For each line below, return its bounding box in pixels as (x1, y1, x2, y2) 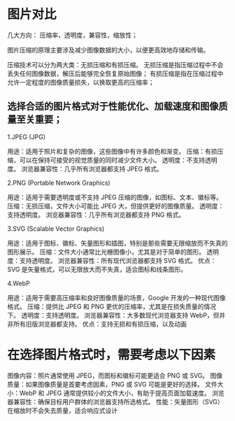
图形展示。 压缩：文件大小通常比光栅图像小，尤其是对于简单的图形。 (7, 248, 205, 256)
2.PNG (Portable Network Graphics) (7, 178, 111, 187)
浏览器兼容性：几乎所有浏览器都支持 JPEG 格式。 (20, 164, 163, 173)
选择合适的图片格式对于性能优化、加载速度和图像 (7, 101, 219, 113)
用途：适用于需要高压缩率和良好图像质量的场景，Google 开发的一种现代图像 (7, 293, 226, 301)
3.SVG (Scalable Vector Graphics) (7, 224, 105, 233)
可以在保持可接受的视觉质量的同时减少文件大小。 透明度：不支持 (19, 155, 205, 164)
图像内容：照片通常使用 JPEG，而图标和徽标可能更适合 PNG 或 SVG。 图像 (7, 371, 223, 380)
